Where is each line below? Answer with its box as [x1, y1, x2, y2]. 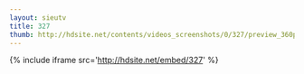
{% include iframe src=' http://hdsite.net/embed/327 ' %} [9, 55, 219, 66]
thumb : [9, 30, 34, 39]
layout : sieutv [9, 13, 67, 23]
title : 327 [9, 22, 51, 31]
